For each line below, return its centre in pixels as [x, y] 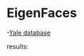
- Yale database [29, 33]
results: [18, 46]
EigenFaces [42, 13]
